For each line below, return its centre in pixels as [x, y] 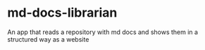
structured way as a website [48, 39]
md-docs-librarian [62, 13]
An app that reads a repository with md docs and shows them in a [103, 32]
